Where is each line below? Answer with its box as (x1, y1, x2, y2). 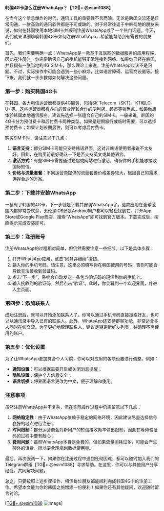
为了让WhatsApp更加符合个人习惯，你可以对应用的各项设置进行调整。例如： (5, 356, 159, 362)
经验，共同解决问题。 (5, 467, 48, 473)
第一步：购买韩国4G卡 (5, 88, 58, 95)
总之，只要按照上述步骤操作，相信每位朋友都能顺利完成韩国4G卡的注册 (5, 478, 148, 484)
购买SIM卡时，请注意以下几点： (5, 135, 69, 141)
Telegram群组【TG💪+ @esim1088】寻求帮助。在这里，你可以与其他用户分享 (5, 462, 159, 467)
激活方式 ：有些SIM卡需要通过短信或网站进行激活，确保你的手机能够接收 (12, 158, 157, 164)
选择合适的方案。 (12, 176, 47, 182)
